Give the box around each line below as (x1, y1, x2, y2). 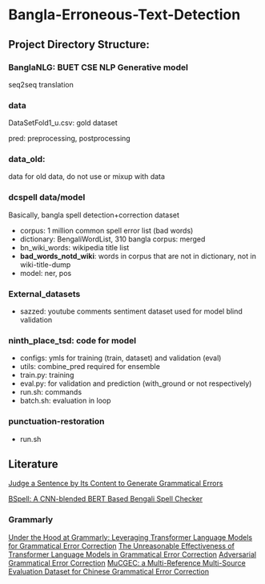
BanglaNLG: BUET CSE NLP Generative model (8, 62, 188, 73)
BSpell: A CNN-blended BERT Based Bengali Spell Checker (8, 494, 203, 504)
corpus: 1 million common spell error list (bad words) (19, 225, 194, 235)
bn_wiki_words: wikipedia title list (19, 242, 130, 252)
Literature (8, 457, 58, 471)
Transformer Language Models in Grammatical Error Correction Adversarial (8, 550, 257, 559)
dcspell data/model (8, 192, 86, 203)
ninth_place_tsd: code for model (8, 335, 137, 346)
